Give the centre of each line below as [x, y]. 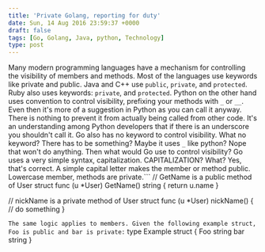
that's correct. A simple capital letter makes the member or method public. [129, 169]
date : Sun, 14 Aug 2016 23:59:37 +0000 [74, 23]
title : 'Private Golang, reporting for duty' [84, 15]
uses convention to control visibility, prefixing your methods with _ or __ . [126, 101]
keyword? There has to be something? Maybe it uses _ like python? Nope [127, 143]
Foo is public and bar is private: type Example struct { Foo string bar [127, 231]
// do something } [37, 209]
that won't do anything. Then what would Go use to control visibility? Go [126, 152]
